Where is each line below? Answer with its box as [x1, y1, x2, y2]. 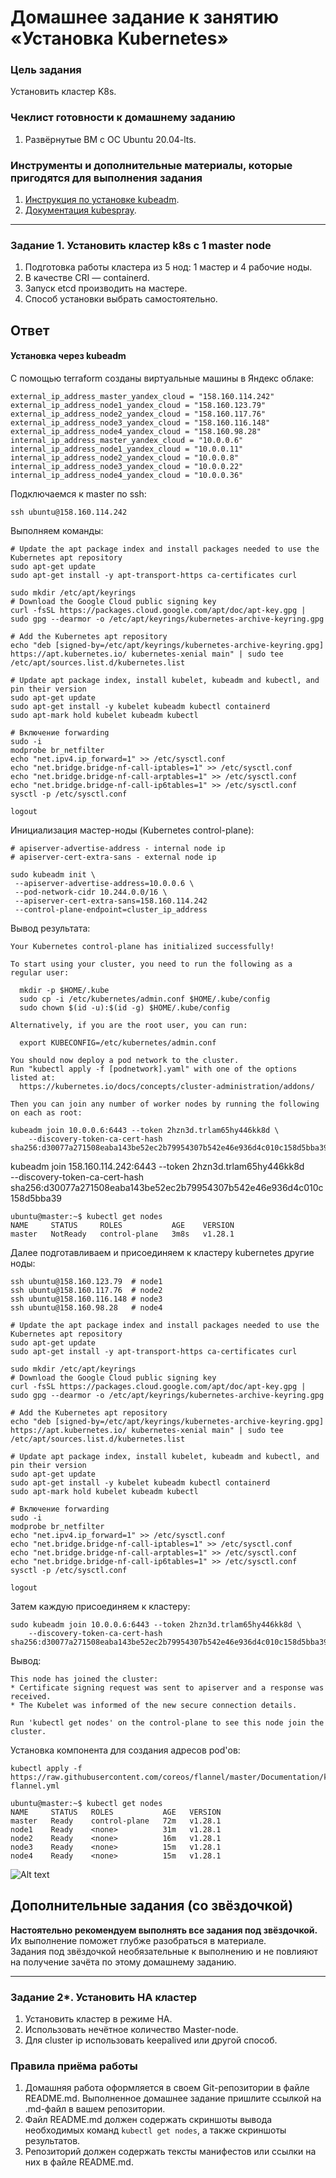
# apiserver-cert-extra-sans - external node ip [10, 852, 217, 862]
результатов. [24, 2135, 81, 2147]
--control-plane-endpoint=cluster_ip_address [14, 904, 208, 915]
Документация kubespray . [24, 204, 137, 216]
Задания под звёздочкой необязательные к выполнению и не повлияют [10, 1945, 319, 1957]
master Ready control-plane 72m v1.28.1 [10, 1816, 222, 1826]
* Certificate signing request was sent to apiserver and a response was [10, 1682, 325, 1693]
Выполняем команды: [10, 524, 104, 536]
